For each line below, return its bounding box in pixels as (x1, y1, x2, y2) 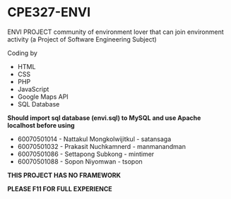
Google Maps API (17, 92, 69, 101)
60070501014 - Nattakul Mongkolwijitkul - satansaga (17, 135, 172, 143)
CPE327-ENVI (7, 4, 91, 20)
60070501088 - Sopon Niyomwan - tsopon (17, 157, 143, 166)
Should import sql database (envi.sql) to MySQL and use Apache (7, 114, 201, 122)
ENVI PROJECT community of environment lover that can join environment (7, 28, 224, 36)
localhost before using (7, 121, 76, 129)
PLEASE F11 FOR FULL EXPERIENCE (7, 184, 113, 193)
